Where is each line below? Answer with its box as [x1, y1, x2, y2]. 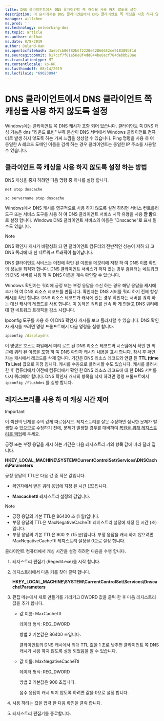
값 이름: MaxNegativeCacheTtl [19, 658, 80, 664]
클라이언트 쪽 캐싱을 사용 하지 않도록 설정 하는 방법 [5, 163, 147, 171]
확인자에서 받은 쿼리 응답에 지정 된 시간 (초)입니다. [12, 483, 108, 489]
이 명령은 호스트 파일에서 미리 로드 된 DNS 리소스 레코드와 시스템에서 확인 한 [5, 343, 151, 349]
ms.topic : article [5, 30, 42, 35]
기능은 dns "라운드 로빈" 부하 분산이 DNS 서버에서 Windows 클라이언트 [10, 129, 147, 135]
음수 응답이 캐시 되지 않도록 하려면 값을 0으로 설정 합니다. [19, 690, 129, 696]
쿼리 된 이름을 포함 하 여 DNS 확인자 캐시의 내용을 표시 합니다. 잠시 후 [14, 349, 146, 355]
